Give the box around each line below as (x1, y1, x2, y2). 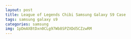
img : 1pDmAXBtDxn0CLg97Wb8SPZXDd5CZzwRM (5, 26, 92, 31)
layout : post (5, 7, 33, 13)
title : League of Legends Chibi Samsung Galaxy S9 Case (5, 12, 126, 17)
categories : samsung (5, 21, 49, 27)
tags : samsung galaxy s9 (5, 17, 58, 22)
